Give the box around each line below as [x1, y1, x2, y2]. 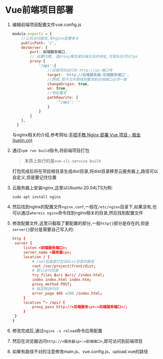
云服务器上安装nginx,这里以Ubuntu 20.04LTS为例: [12, 185, 113, 191]
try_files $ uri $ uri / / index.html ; [32, 273, 105, 278]
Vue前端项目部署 [5, 4, 74, 16]
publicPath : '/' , [21, 40, 57, 46]
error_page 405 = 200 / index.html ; [32, 291, 103, 296]
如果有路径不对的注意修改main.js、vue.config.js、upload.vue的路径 [12, 348, 148, 354]
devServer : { [21, 45, 48, 50]
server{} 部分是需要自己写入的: [12, 226, 74, 233]
